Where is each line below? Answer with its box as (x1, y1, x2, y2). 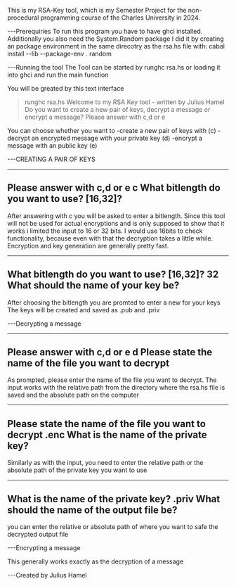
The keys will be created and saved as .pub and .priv (7, 305, 160, 314)
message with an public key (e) (7, 141, 98, 150)
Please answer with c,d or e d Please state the (7, 346, 213, 358)
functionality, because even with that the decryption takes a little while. (7, 234, 213, 242)
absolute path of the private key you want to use (7, 466, 147, 474)
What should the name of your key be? (7, 279, 180, 291)
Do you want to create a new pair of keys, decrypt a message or (24, 106, 211, 113)
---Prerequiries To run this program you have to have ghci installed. (7, 27, 203, 35)
